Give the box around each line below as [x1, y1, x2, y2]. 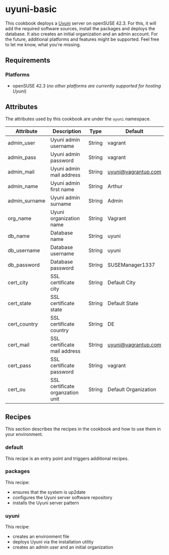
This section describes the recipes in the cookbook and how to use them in [5, 426, 161, 432]
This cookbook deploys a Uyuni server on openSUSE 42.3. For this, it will [5, 20, 157, 26]
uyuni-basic [5, 4, 57, 15]
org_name [8, 215, 32, 222]
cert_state [8, 300, 32, 307]
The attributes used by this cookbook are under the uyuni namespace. [5, 116, 151, 122]
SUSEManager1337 [107, 262, 155, 269]
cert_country [8, 321, 38, 328]
